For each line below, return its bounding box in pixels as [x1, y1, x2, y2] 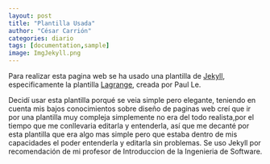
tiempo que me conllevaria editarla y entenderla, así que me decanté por [8, 121, 250, 130]
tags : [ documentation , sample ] [8, 42, 110, 50]
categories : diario [8, 34, 74, 43]
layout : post [8, 11, 52, 20]
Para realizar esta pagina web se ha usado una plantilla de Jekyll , [8, 72, 226, 80]
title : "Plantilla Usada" [8, 19, 95, 27]
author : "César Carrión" [8, 27, 92, 35]
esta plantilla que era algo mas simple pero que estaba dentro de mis [8, 129, 238, 139]
